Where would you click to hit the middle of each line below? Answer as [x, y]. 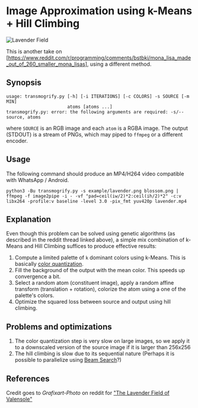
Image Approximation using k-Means [99, 11]
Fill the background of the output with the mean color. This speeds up [100, 270]
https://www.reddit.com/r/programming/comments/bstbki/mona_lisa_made [100, 58]
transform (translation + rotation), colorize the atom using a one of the [100, 289]
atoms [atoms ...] [90, 107]
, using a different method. [119, 64]
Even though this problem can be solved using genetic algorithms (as [91, 234]
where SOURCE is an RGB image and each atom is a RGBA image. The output [97, 128]
